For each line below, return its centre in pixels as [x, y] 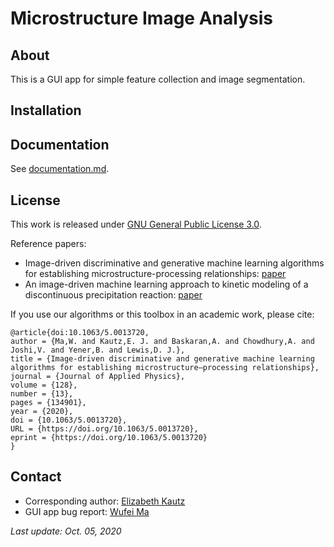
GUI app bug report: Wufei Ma [87, 511]
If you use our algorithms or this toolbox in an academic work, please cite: [162, 314]
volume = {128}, [44, 385]
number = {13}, [42, 394]
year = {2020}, [42, 412]
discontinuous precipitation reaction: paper [113, 295]
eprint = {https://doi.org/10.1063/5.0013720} [109, 438]
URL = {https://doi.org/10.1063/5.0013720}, [104, 429]
